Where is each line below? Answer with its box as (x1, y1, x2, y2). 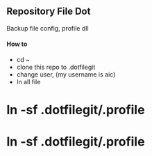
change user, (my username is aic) (16, 70, 116, 79)
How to (6, 40, 28, 48)
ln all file (16, 78, 41, 86)
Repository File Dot (6, 6, 91, 17)
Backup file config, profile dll (6, 24, 89, 32)
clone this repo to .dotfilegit (16, 63, 96, 72)
